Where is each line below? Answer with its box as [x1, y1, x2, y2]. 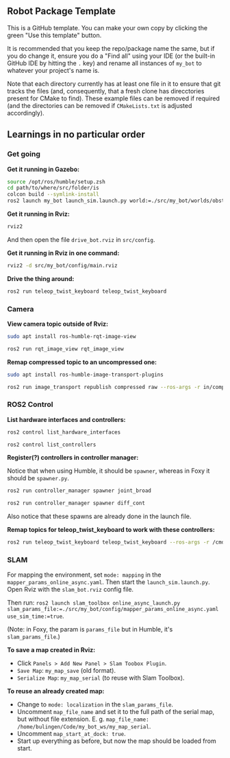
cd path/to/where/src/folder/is [7, 185, 99, 192]
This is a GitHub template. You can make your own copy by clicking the [7, 23, 207, 32]
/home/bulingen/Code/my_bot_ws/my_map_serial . [16, 722, 151, 731]
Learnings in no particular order [7, 129, 146, 140]
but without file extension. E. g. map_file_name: [16, 715, 149, 724]
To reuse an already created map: [7, 687, 105, 695]
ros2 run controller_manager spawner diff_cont [7, 500, 146, 507]
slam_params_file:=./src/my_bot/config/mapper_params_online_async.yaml [7, 606, 219, 613]
